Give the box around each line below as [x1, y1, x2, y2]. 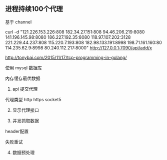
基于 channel [5, 19, 32, 25]
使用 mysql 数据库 [5, 64, 42, 71]
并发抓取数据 [12, 118, 39, 124]
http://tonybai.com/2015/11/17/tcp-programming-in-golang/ [5, 54, 127, 60]
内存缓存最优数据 [5, 75, 40, 81]
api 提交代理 [12, 86, 38, 92]
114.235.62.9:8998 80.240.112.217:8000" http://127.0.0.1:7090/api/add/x [5, 44, 152, 51]
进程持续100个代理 [5, 4, 63, 13]
